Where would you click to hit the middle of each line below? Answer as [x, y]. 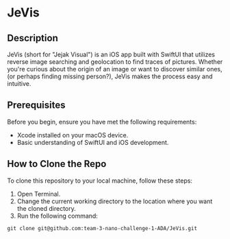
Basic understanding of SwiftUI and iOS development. [93, 142]
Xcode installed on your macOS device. [73, 135]
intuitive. [19, 83]
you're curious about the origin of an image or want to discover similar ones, [115, 69]
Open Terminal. [39, 194]
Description [33, 38]
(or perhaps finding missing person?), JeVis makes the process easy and [110, 76]
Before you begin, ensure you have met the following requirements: [102, 122]
